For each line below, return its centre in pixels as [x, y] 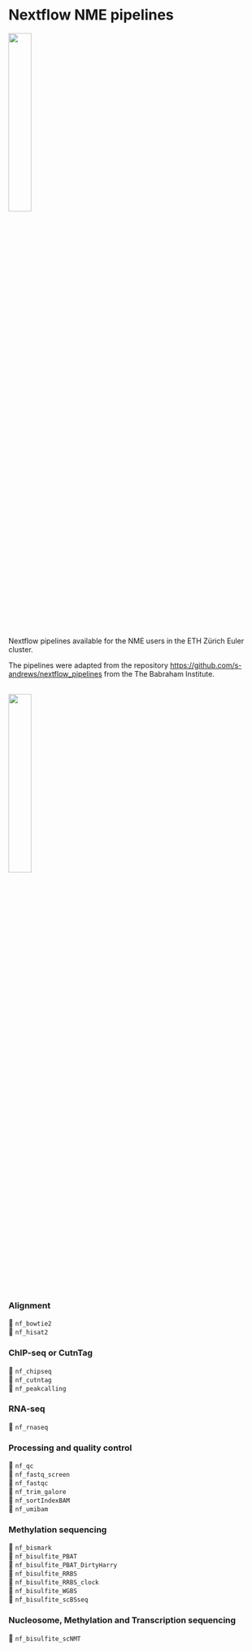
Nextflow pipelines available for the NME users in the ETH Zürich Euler [126, 641]
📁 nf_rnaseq [28, 1427]
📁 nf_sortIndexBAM [39, 1500]
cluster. [21, 649]
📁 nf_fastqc [28, 1483]
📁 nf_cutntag [30, 1379]
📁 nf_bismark [30, 1548]
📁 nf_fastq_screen [39, 1475]
